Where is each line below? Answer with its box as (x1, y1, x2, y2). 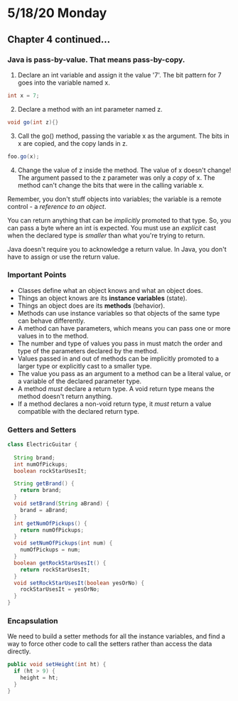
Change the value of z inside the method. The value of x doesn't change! (17, 166, 232, 174)
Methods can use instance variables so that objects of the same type (17, 309, 220, 317)
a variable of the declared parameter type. (17, 377, 142, 385)
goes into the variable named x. (17, 78, 110, 87)
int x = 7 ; (7, 92, 40, 99)
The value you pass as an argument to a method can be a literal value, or (17, 369, 231, 378)
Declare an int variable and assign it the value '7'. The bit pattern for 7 (17, 70, 222, 79)
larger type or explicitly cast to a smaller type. (17, 361, 152, 370)
